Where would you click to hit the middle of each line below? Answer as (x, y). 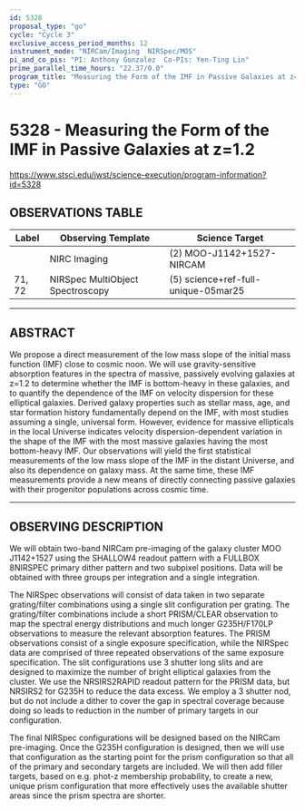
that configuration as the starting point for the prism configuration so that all (152, 757)
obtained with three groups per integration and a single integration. (135, 577)
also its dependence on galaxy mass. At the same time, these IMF (132, 470)
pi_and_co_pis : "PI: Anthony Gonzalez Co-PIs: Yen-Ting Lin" (129, 60)
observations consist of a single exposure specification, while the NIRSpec (149, 643)
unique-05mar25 (207, 291)
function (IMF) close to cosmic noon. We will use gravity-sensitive (133, 365)
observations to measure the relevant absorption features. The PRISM (140, 633)
